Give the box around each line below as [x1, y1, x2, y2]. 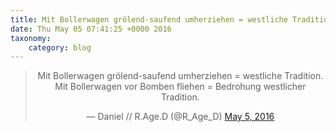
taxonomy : [10, 33, 52, 43]
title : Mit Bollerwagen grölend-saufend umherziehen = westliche [10, 14, 288, 25]
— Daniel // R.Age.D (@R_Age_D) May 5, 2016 [86, 111, 275, 123]
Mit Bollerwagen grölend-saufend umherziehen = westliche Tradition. [37, 70, 324, 82]
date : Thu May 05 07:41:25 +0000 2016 [10, 24, 172, 34]
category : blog [28, 42, 92, 53]
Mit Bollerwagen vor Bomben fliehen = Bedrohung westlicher [54, 81, 307, 93]
